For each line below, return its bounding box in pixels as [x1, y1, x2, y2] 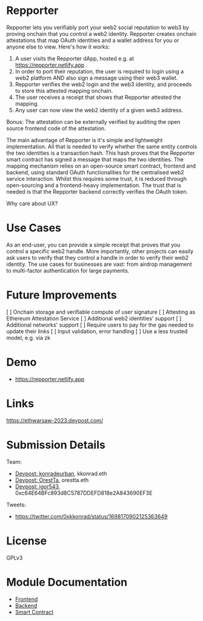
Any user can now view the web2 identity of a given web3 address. [15, 106, 184, 114]
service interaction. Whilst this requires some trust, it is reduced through [6, 175, 187, 182]
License [6, 534, 47, 548]
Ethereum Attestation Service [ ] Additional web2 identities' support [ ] [6, 314, 182, 322]
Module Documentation [6, 575, 128, 589]
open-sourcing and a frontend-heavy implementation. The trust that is [6, 182, 182, 189]
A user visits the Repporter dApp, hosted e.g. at [15, 55, 135, 62]
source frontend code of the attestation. [6, 124, 106, 132]
